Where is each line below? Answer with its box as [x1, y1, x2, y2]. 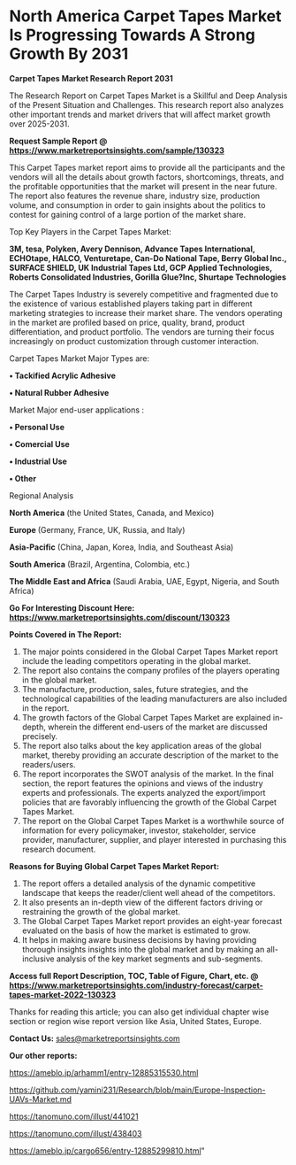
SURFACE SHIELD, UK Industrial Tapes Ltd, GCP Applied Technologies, [9, 262, 272, 273]
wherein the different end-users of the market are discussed [47, 721, 268, 732]
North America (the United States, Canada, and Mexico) [9, 507, 215, 518]
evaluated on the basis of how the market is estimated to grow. [21, 925, 251, 936]
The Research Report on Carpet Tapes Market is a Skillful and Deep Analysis [9, 90, 288, 101]
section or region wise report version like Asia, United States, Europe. [9, 1015, 262, 1026]
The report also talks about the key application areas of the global [21, 740, 262, 751]
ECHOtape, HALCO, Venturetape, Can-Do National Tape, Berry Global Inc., [9, 252, 287, 263]
